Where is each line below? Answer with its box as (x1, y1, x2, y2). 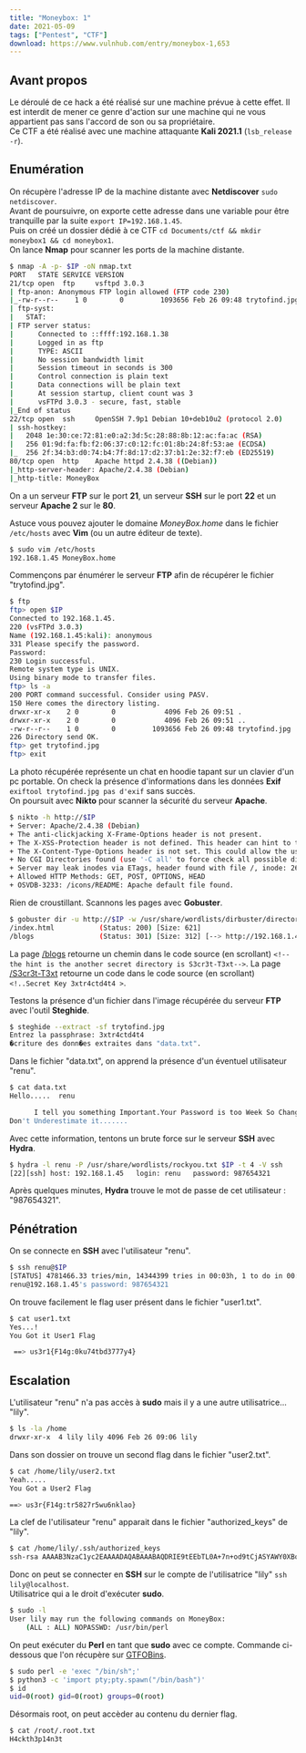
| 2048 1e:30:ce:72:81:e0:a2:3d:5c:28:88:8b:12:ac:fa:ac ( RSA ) (9, 431, 262, 440)
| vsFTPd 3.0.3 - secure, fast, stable (9, 397, 181, 407)
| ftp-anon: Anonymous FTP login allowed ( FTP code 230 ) (9, 287, 230, 296)
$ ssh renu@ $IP (9, 1263, 67, 1273)
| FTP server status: (9, 321, 92, 330)
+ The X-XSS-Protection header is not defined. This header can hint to (9, 838, 291, 848)
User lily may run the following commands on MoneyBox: (9, 1614, 226, 1624)
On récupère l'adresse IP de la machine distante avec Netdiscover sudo (9, 186, 278, 197)
